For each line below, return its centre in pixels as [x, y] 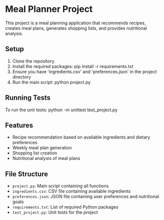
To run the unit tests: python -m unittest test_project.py [61, 110]
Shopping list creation [35, 153]
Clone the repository [33, 61]
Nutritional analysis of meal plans [46, 158]
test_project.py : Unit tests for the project [55, 213]
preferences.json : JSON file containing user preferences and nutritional [86, 197]
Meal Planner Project [49, 9]
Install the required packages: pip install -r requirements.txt [73, 66]
